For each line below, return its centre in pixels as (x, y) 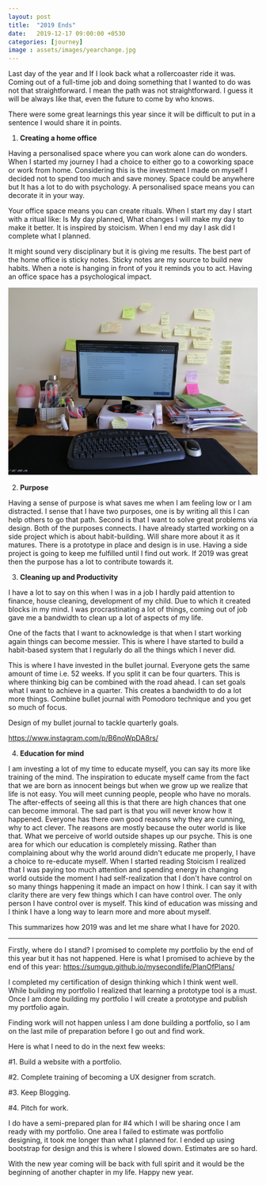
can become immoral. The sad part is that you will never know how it (120, 811)
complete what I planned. (49, 236)
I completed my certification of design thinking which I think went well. (123, 982)
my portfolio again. (39, 1008)
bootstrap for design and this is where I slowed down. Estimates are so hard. (133, 1149)
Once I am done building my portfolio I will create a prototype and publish (128, 999)
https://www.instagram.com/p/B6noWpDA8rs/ (84, 738)
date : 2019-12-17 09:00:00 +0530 (67, 33)
